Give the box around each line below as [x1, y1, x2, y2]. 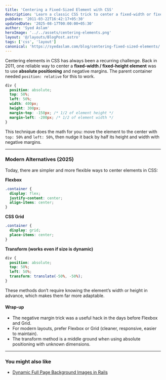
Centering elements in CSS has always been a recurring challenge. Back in [5, 57, 157, 63]
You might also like [5, 358, 51, 365]
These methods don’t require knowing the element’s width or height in [5, 287, 148, 293]
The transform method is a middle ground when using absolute [12, 336, 141, 342]
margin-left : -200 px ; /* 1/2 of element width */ [9, 115, 114, 120]
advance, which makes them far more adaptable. [5, 293, 105, 298]
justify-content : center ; [9, 196, 63, 201]
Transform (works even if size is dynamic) [5, 246, 93, 252]
